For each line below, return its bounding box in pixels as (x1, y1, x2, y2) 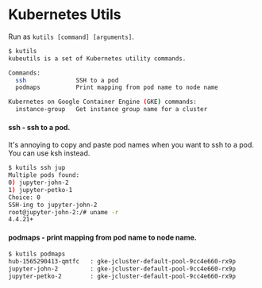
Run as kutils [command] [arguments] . (8, 32, 135, 41)
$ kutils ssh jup (8, 164, 66, 172)
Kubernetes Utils (8, 6, 121, 24)
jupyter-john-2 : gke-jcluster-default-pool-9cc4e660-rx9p (8, 265, 237, 273)
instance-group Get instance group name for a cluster (15, 106, 208, 113)
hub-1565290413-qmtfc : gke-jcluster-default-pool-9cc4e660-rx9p (8, 258, 237, 266)
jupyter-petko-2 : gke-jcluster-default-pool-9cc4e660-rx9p (8, 272, 237, 281)
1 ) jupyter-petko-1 (8, 186, 73, 194)
